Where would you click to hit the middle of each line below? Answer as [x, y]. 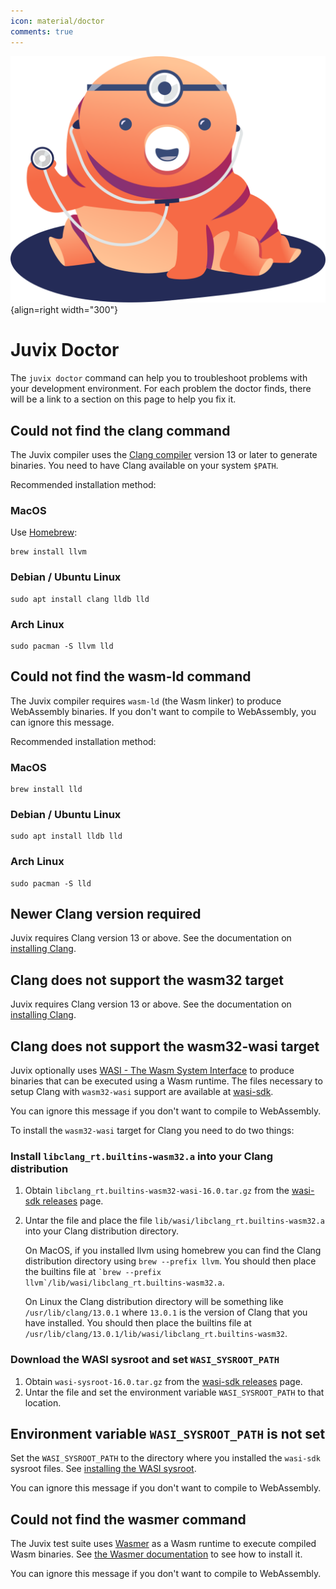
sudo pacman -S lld [51, 883]
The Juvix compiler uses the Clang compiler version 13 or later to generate [164, 454]
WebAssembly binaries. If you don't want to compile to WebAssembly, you [163, 711]
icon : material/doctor [57, 21]
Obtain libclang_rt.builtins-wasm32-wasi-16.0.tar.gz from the [157, 1191]
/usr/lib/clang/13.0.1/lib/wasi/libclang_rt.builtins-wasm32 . [156, 1334]
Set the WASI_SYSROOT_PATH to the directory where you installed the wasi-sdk [165, 1458]
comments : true [42, 31]
